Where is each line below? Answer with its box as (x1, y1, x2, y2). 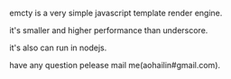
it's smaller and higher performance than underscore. (9, 25, 208, 35)
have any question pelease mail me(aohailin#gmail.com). (9, 60, 221, 70)
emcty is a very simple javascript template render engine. (9, 8, 223, 18)
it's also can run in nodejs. (9, 42, 107, 53)
